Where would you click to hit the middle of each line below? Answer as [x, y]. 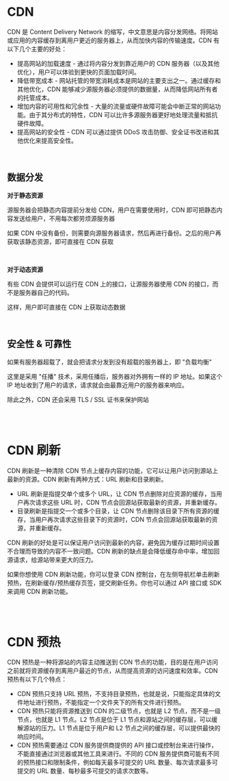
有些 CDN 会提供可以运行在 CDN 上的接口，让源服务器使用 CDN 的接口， [110, 284]
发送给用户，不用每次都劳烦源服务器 [64, 218]
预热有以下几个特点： [37, 680]
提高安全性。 [59, 140]
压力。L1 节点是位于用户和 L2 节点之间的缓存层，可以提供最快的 [131, 728]
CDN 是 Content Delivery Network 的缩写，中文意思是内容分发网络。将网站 [113, 32]
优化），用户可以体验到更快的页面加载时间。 [78, 72]
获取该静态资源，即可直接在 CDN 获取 [60, 241]
